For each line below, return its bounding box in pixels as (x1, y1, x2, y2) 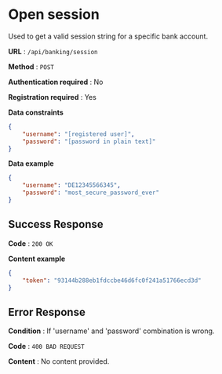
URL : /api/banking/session (8, 46, 98, 56)
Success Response (8, 218, 104, 231)
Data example (8, 159, 54, 168)
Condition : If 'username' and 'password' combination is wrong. (8, 326, 215, 335)
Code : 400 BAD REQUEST (8, 342, 85, 351)
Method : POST (8, 61, 55, 71)
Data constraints (8, 108, 64, 117)
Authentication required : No (8, 77, 104, 86)
